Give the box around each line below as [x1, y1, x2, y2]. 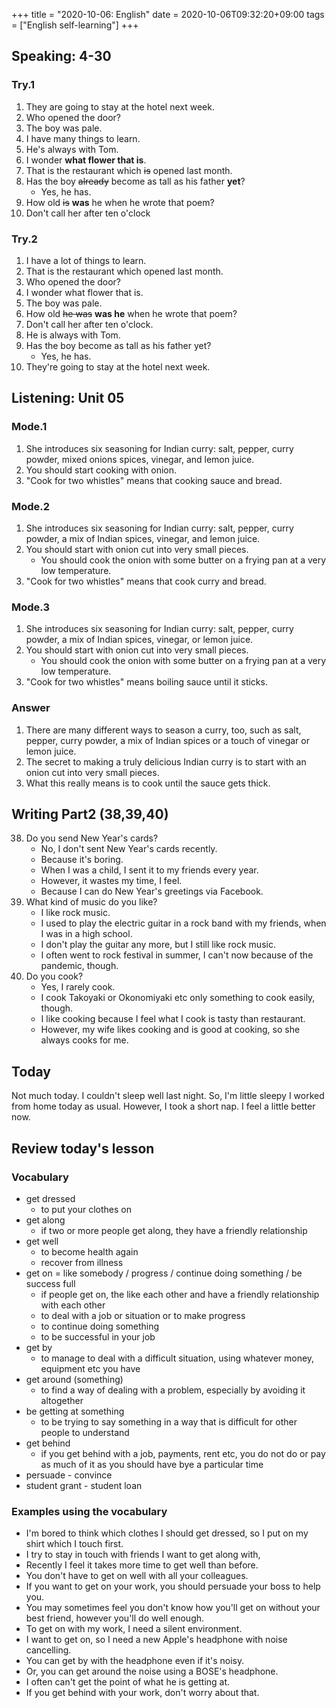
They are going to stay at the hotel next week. [25, 100, 215, 113]
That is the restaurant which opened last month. [25, 265, 224, 277]
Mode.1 [11, 420, 48, 434]
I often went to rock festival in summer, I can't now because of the [40, 949, 314, 961]
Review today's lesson [11, 1140, 155, 1157]
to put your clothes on [40, 1203, 133, 1215]
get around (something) [25, 1373, 124, 1385]
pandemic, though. [40, 960, 119, 972]
